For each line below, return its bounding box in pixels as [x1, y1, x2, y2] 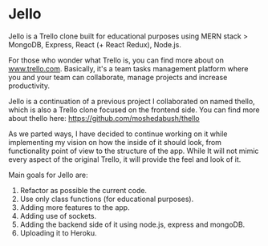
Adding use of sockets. [19, 211, 97, 220]
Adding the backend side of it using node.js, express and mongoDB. [19, 220, 246, 229]
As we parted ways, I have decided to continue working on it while [8, 129, 228, 139]
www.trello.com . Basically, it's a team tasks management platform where [8, 63, 249, 73]
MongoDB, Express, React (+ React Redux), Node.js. [8, 39, 182, 49]
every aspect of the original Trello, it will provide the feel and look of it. [8, 154, 242, 164]
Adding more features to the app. [19, 202, 130, 212]
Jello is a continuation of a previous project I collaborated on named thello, [8, 96, 255, 106]
